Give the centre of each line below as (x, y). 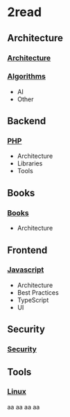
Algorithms (27, 76)
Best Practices (38, 292)
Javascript (26, 270)
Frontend (27, 250)
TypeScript (33, 300)
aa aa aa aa (24, 407)
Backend (27, 121)
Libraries (30, 163)
